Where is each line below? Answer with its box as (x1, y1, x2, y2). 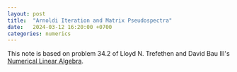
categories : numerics (7, 30, 71, 37)
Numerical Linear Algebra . (7, 57, 83, 66)
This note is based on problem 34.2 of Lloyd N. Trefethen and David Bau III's (7, 49, 230, 58)
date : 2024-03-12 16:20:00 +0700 (7, 23, 112, 30)
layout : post (7, 10, 46, 18)
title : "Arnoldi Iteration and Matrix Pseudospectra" (7, 17, 173, 24)
